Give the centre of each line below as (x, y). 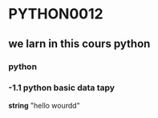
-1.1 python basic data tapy (61, 87)
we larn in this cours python (79, 44)
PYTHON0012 (56, 14)
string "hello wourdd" (44, 105)
